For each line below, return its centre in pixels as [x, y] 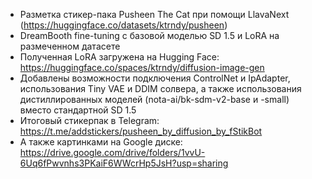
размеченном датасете [70, 46]
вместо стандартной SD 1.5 [78, 110]
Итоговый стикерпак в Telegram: [89, 120]
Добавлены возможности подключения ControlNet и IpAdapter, [155, 78]
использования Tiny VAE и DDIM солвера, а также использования [160, 88]
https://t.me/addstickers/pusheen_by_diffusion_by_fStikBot [141, 131]
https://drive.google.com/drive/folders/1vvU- [112, 152]
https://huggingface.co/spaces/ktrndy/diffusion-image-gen [142, 67]
